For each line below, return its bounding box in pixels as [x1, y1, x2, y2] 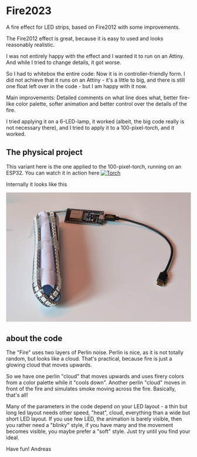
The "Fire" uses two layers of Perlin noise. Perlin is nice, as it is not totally [6, 348, 184, 356]
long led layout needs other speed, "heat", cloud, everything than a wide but [6, 409, 191, 416]
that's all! [6, 391, 28, 398]
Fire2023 [6, 4, 52, 18]
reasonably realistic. [6, 41, 55, 48]
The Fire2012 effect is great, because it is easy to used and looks [6, 35, 164, 42]
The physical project [6, 147, 83, 157]
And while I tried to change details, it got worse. [6, 59, 121, 66]
